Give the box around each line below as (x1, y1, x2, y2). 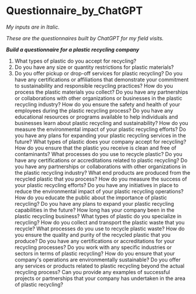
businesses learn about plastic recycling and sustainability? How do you (14, 119, 188, 126)
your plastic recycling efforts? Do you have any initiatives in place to (14, 181, 179, 188)
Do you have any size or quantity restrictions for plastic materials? (14, 63, 174, 71)
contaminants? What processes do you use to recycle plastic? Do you (14, 150, 183, 157)
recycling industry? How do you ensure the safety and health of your (14, 101, 180, 108)
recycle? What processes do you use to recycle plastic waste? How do (14, 225, 185, 232)
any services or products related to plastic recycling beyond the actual (14, 262, 185, 269)
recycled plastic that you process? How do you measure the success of (14, 175, 187, 182)
